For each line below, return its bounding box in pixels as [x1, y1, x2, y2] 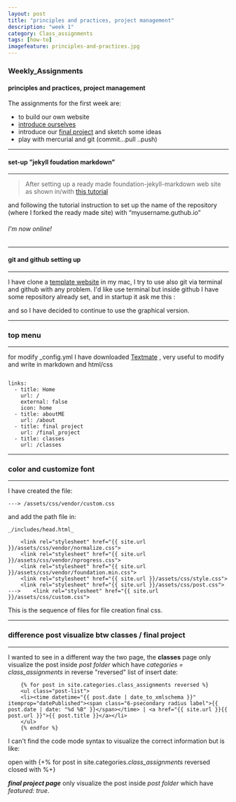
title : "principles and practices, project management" [8, 17, 174, 24]
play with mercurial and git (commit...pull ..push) [18, 135, 158, 144]
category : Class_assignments [8, 29, 93, 37]
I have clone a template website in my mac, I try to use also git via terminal [8, 277, 223, 286]
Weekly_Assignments [8, 66, 83, 76]
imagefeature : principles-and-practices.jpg [8, 43, 140, 50]
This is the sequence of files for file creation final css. [8, 606, 163, 614]
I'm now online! [8, 224, 52, 232]
